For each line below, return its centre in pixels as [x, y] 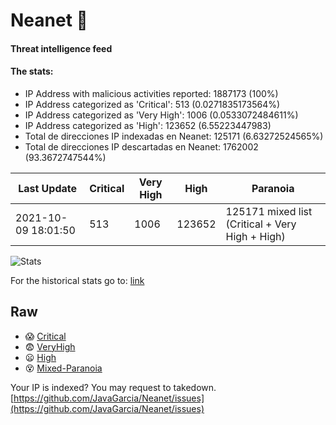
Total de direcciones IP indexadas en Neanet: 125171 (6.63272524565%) [174, 136]
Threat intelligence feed [61, 48]
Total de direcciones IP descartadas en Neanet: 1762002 [141, 146]
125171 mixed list [269, 211]
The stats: [32, 71]
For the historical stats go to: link [77, 280]
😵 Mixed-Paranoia [63, 368]
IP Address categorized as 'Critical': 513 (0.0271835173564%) [152, 104]
